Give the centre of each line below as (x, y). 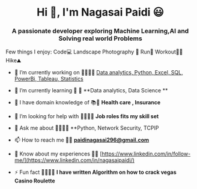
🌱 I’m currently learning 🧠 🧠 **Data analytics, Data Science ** (91, 91)
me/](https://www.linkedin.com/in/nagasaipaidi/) (74, 160)
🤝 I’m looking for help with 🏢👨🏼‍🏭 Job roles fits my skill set (86, 116)
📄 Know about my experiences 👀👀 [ (58, 154)
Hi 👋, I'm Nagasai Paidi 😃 (100, 12)
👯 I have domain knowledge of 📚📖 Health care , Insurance (87, 103)
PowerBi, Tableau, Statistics (49, 79)
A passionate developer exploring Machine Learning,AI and (100, 31)
